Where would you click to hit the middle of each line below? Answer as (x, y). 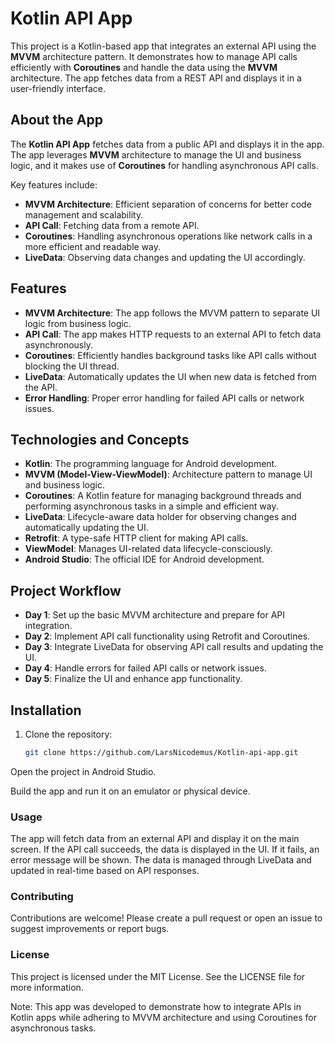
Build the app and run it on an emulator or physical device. (130, 791)
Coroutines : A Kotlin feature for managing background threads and (163, 496)
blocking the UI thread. (72, 366)
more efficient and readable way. (93, 246)
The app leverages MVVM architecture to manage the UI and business (156, 154)
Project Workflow (66, 590)
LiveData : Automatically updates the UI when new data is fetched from (170, 376)
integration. (48, 626)
